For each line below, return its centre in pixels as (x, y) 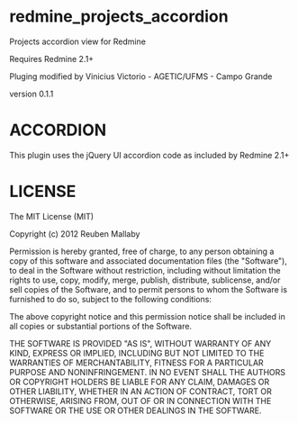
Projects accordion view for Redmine (78, 41)
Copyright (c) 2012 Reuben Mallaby (75, 234)
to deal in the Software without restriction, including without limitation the (145, 270)
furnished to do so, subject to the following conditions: (110, 299)
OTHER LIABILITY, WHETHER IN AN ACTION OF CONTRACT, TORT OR (140, 391)
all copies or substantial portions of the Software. (100, 326)
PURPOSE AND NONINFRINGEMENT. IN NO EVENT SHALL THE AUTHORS (148, 372)
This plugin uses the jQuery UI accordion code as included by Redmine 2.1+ (149, 155)
